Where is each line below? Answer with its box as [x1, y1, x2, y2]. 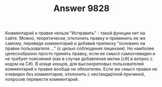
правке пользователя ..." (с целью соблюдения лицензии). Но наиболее [5, 45, 154, 51]
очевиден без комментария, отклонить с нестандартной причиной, [5, 71, 146, 77]
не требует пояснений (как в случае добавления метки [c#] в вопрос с [5, 56, 153, 62]
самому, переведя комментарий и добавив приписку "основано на [5, 41, 146, 46]
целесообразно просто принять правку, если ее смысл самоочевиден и [5, 51, 156, 57]
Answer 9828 [53, 3, 110, 14]
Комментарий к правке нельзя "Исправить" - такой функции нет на [5, 30, 146, 36]
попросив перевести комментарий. [5, 76, 79, 82]
